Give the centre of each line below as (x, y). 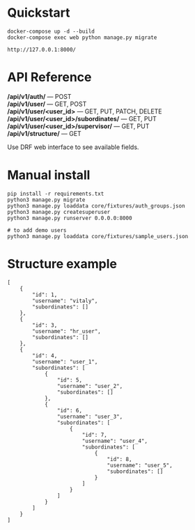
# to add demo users (37, 230)
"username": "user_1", (65, 361)
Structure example (62, 264)
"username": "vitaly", (65, 301)
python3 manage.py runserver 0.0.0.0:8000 (70, 218)
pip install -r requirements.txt (56, 194)
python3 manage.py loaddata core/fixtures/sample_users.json (98, 236)
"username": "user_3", (90, 416)
